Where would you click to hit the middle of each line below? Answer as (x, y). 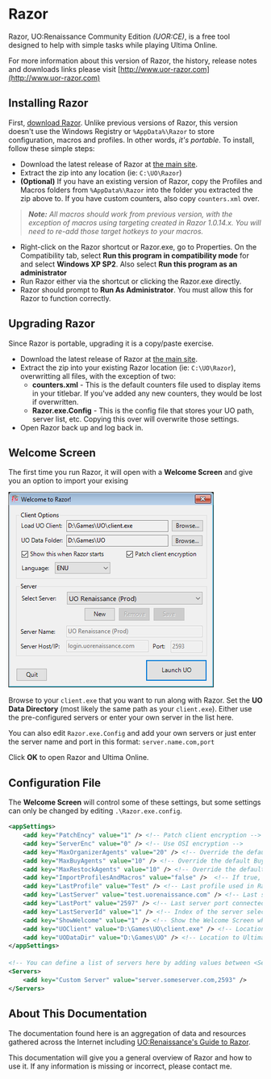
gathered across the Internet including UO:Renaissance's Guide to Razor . (130, 1042)
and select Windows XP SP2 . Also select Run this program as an (129, 264)
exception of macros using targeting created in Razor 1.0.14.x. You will (144, 222)
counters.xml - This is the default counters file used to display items (146, 384)
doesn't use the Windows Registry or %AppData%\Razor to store (112, 131)
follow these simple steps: (52, 148)
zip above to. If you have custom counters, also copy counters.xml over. (140, 198)
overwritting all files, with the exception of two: (98, 376)
